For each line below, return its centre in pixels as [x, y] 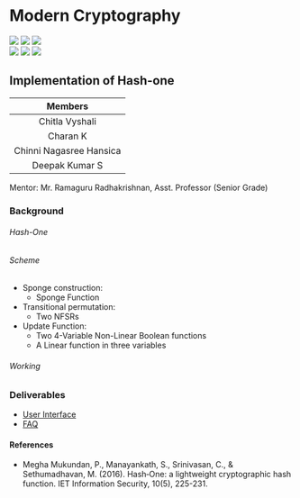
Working [25, 367]
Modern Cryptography [95, 16]
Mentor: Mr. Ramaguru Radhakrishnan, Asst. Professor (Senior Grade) [139, 187]
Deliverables [37, 394]
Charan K [68, 136]
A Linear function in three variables [101, 345]
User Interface [49, 414]
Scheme [25, 260]
